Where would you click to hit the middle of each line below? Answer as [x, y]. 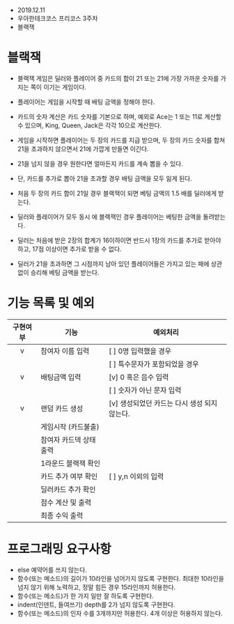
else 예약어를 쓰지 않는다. [52, 570]
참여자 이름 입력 [65, 351]
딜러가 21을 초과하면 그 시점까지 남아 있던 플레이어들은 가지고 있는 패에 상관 [120, 263]
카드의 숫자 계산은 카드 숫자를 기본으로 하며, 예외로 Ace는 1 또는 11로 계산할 [119, 116]
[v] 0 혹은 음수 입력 [139, 377]
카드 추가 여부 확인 [69, 476]
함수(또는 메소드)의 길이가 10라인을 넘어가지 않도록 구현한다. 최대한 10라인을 [120, 578]
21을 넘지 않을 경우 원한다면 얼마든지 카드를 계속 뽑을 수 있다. [100, 164]
